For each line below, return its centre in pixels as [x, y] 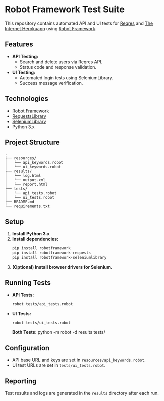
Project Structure [32, 142]
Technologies [27, 99]
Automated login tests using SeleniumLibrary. [66, 77]
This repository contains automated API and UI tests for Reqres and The [79, 23]
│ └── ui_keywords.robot [33, 167]
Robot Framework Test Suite [65, 9]
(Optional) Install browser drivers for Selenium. [62, 267]
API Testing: [25, 56]
